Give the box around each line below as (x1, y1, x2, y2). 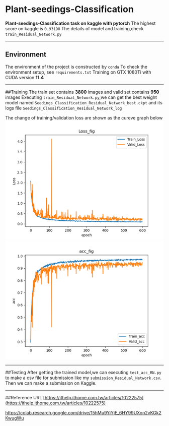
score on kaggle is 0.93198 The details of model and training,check (5, 25, 144, 31)
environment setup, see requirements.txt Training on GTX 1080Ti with (5, 69, 151, 75)
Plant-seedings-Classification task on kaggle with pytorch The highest (5, 20, 156, 26)
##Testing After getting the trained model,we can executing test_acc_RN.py (5, 369, 162, 375)
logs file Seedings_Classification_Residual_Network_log (5, 105, 122, 111)
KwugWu (5, 415, 24, 421)
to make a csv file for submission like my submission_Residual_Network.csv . (5, 375, 162, 381)
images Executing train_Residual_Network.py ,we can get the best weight (5, 94, 157, 100)
